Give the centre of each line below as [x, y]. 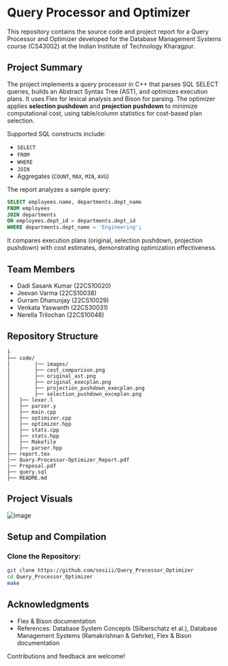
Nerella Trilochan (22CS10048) [60, 315]
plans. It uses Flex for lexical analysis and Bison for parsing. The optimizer [111, 99]
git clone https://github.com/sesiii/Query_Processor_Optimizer [100, 571]
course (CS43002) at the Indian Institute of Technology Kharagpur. [101, 46]
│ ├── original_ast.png [52, 376]
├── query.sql [27, 472]
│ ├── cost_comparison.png [56, 370]
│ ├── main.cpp [32, 412]
